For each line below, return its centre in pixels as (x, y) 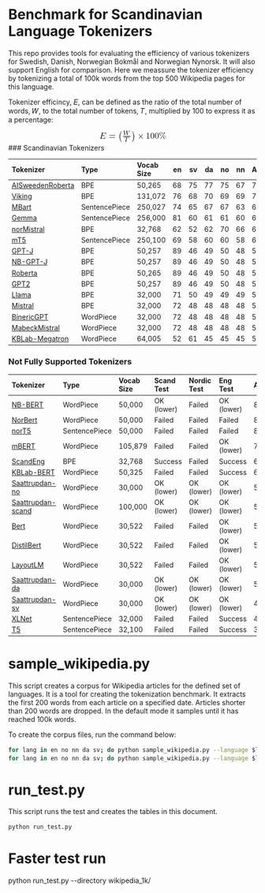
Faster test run (57, 859)
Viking (22, 196)
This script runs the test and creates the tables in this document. (113, 812)
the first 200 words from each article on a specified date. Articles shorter (127, 702)
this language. (31, 86)
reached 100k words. (42, 719)
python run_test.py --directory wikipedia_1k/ (80, 880)
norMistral (28, 229)
